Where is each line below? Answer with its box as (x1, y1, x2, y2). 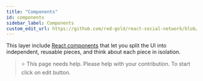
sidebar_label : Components (6, 20, 74, 26)
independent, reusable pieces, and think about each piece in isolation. (6, 49, 181, 56)
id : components (6, 14, 45, 20)
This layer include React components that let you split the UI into (6, 42, 167, 49)
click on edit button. (21, 69, 71, 76)
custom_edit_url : (6, 25, 50, 32)
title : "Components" (6, 8, 59, 15)
